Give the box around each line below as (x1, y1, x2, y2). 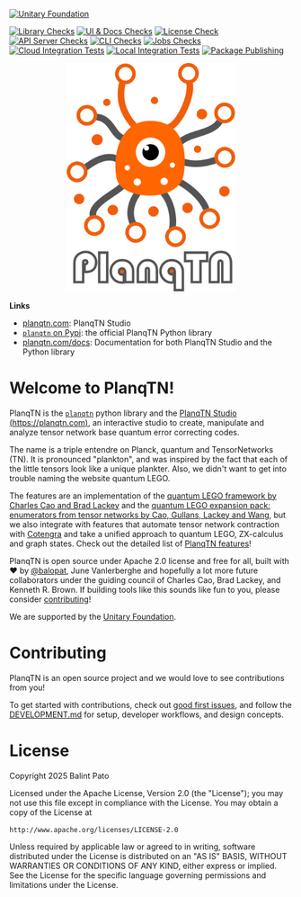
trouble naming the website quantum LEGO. (9, 472, 171, 483)
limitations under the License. (9, 879, 119, 890)
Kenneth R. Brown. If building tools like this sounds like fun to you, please (9, 584, 280, 595)
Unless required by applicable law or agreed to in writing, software (9, 841, 256, 852)
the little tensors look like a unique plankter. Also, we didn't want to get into (9, 463, 288, 474)
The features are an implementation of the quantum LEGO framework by (9, 490, 277, 501)
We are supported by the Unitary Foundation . (9, 611, 177, 622)
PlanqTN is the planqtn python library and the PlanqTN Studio (9, 408, 237, 418)
